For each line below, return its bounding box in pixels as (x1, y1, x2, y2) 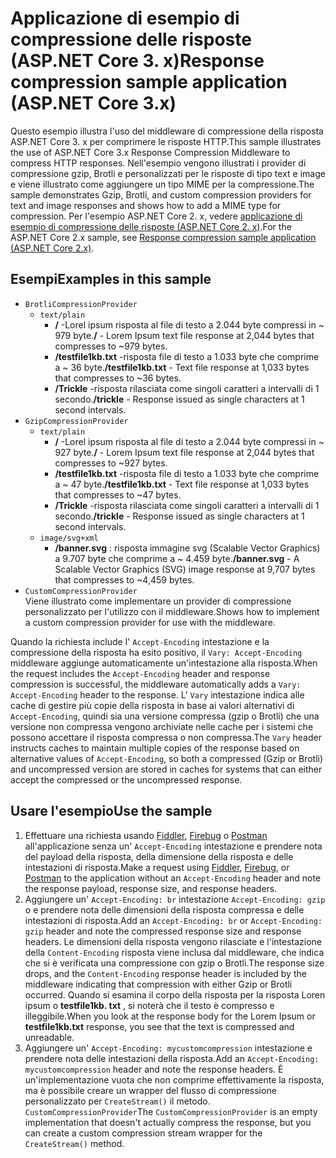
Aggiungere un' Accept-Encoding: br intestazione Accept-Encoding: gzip (24, 893, 326, 905)
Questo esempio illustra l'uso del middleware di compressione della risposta (10, 125, 324, 137)
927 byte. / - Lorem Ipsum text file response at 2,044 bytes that (54, 446, 315, 458)
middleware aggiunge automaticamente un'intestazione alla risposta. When (10, 657, 318, 669)
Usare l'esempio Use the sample (10, 803, 213, 820)
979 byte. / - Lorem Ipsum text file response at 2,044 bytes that (54, 329, 315, 341)
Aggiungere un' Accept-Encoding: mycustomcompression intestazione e (24, 1042, 313, 1054)
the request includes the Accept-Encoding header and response (10, 667, 271, 679)
